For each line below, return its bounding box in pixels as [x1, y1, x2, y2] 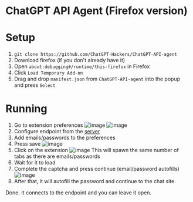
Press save [13, 140, 41, 147]
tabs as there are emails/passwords [13, 153, 101, 160]
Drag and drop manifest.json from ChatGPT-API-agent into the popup [13, 75, 180, 83]
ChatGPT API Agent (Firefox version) [5, 4, 188, 18]
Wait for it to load [13, 159, 56, 166]
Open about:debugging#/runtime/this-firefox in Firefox [13, 63, 150, 70]
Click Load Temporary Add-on [13, 69, 83, 76]
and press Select [13, 82, 56, 89]
